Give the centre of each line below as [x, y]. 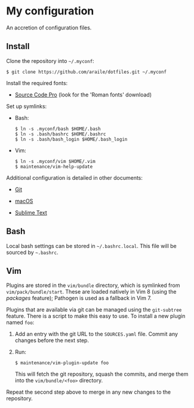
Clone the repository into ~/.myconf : [50, 61]
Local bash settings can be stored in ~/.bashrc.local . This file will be [92, 246]
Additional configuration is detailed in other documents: [75, 177]
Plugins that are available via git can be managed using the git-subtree [94, 310]
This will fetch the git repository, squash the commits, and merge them [101, 374]
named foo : [20, 322]
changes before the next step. [52, 340]
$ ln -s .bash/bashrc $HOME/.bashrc [60, 134]
